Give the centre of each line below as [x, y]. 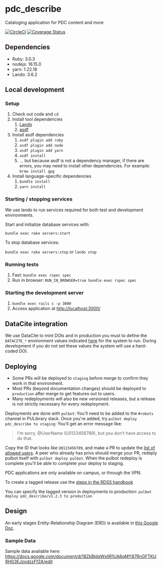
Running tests [22, 264]
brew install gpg [37, 171]
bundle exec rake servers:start [38, 233]
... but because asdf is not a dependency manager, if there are [82, 161]
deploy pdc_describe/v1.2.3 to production [49, 496]
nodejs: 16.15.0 [27, 64]
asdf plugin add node [41, 146]
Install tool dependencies [37, 119]
